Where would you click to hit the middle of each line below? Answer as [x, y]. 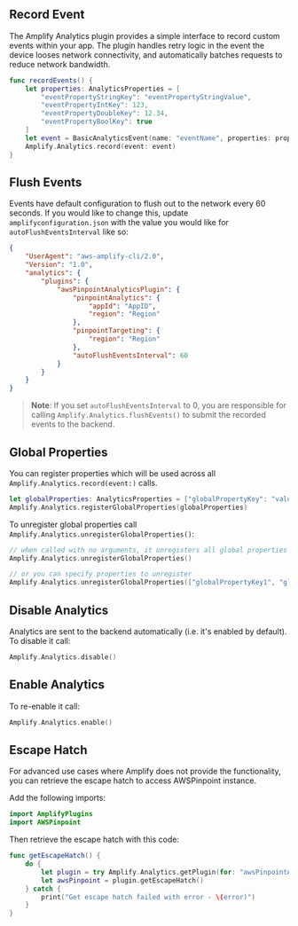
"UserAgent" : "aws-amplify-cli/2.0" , [95, 256]
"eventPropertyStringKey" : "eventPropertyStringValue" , [146, 97]
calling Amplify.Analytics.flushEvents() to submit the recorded [148, 415]
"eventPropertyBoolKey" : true [97, 122]
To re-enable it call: [44, 706]
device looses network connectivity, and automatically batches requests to [146, 55]
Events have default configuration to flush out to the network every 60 [137, 204]
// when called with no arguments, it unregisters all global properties [149, 550]
